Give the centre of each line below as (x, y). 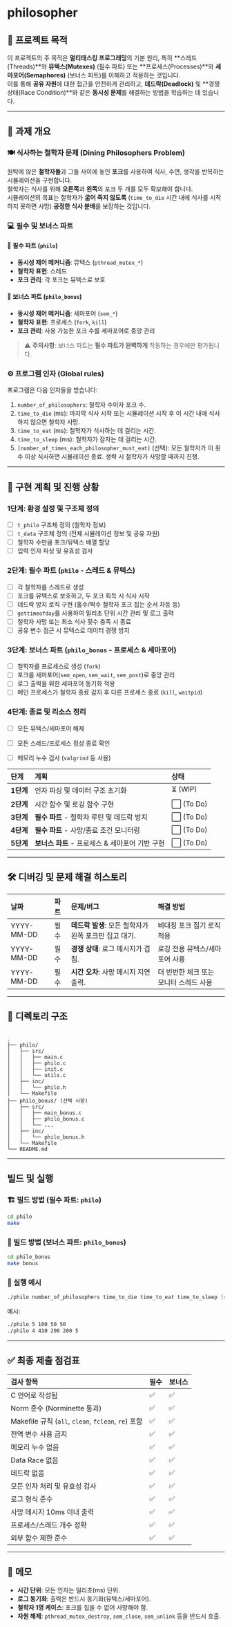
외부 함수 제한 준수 (39, 1538)
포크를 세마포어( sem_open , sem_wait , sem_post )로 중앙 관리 (96, 675)
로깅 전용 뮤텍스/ (183, 948)
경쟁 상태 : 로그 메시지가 (107, 948)
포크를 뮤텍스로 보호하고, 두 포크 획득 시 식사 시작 (83, 596)
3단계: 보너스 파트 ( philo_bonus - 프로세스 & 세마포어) (92, 650)
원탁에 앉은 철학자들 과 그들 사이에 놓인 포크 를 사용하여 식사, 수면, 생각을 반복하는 (116, 172)
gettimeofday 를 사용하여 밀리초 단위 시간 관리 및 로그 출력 (95, 613)
